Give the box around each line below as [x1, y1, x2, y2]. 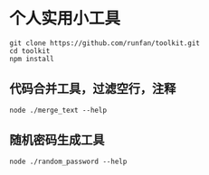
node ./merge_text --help [9, 106, 107, 115]
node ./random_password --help [9, 157, 128, 166]
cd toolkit [9, 46, 51, 55]
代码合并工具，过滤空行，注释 [9, 81, 176, 97]
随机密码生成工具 [9, 133, 105, 148]
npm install [9, 54, 54, 63]
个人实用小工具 [9, 8, 121, 29]
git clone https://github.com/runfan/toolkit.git [9, 38, 201, 48]
